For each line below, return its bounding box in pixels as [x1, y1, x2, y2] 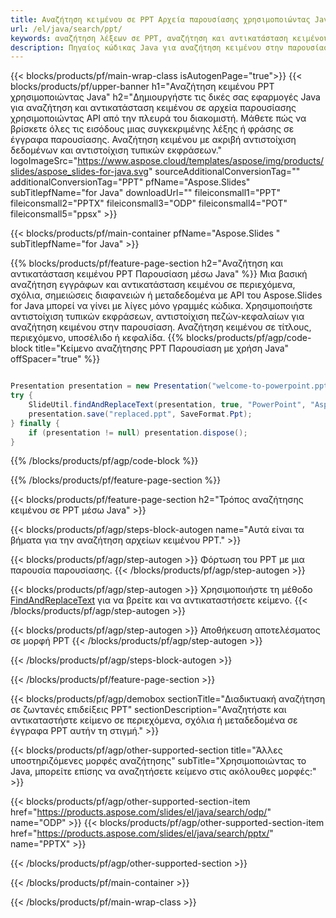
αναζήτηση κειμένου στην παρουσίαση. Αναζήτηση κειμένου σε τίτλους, [10, 321, 312, 333]
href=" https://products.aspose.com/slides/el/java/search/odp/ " [10, 806, 272, 818]
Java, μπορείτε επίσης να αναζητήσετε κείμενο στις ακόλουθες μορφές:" [10, 766, 317, 778]
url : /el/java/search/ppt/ [10, 24, 123, 34]
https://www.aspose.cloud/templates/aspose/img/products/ [77, 155, 325, 167]
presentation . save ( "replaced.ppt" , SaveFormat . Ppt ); [28, 409, 253, 419]
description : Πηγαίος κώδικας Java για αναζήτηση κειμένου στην [10, 42, 284, 53]
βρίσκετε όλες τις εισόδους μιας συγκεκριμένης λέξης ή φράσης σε [10, 123, 295, 135]
